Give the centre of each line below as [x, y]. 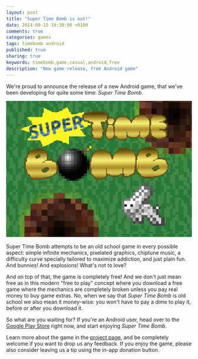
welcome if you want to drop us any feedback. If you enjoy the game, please [99, 344]
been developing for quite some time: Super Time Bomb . [75, 92]
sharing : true [24, 56]
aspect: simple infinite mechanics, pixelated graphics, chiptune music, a [93, 253]
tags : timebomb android [35, 44]
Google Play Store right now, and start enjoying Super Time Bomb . [86, 326]
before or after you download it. [44, 308]
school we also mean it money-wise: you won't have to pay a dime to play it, [99, 302]
